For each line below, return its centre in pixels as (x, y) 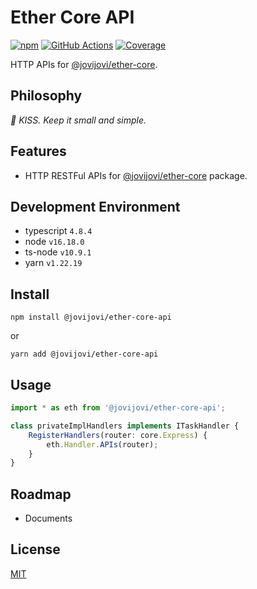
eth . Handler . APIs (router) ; (102, 444)
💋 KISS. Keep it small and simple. (78, 120)
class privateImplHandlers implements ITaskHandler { (125, 426)
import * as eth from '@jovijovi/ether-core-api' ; (118, 408)
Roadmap (41, 494)
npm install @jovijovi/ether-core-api (91, 317)
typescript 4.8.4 (58, 231)
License (35, 549)
